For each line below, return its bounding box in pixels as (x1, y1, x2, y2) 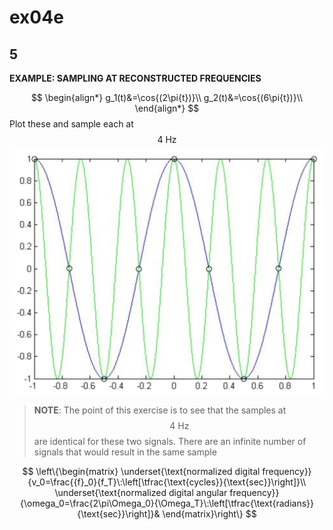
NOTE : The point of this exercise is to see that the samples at (33, 404, 287, 416)
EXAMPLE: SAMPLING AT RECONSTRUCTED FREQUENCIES (9, 72, 262, 84)
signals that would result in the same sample (33, 446, 217, 458)
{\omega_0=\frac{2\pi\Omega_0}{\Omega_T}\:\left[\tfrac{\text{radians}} (19, 497, 314, 510)
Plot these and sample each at (9, 118, 134, 130)
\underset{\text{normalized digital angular (54, 487, 228, 499)
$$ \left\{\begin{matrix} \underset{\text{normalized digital (22, 466, 261, 478)
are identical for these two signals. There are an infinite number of (33, 436, 307, 448)
